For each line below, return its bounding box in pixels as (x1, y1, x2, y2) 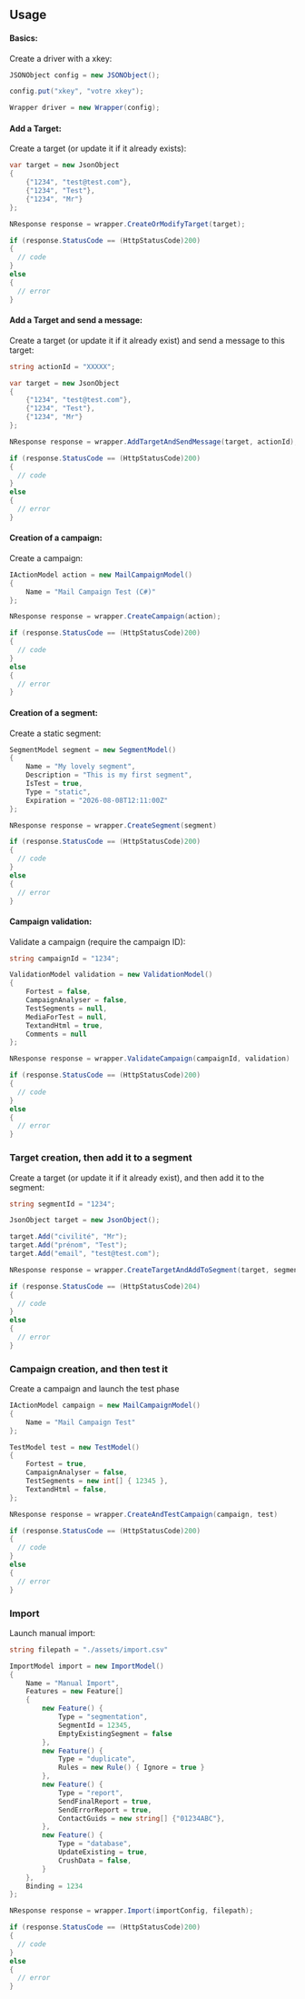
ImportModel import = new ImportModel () (9, 1662, 165, 1671)
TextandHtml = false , (25, 1484, 107, 1494)
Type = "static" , (25, 787, 92, 797)
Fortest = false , (25, 987, 92, 997)
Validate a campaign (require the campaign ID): (9, 936, 186, 947)
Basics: (9, 32, 38, 44)
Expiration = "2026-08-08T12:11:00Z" (25, 796, 169, 805)
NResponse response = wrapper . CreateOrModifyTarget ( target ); (9, 219, 246, 228)
